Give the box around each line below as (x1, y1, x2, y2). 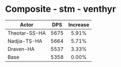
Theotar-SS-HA (7, 30, 46, 36)
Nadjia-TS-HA (7, 37, 42, 44)
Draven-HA (7, 45, 35, 52)
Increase (68, 21, 90, 28)
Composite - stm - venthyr (5, 3, 116, 15)
